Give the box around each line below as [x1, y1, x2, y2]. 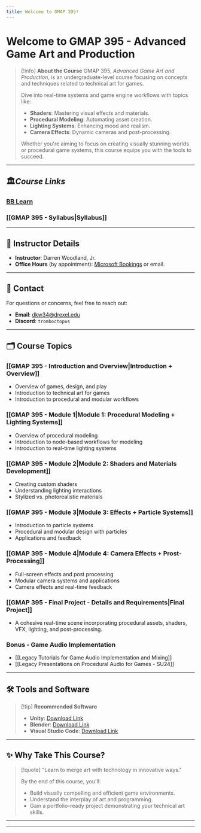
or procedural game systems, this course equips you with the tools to [20, 146, 192, 153]
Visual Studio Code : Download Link [29, 728, 118, 735]
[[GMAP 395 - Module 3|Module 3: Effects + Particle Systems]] [6, 508, 193, 516]
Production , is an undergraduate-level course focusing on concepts [20, 73, 188, 81]
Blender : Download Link [29, 721, 90, 728]
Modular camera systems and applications [14, 577, 120, 584]
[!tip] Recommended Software [20, 703, 98, 710]
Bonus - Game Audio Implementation [6, 640, 116, 649]
